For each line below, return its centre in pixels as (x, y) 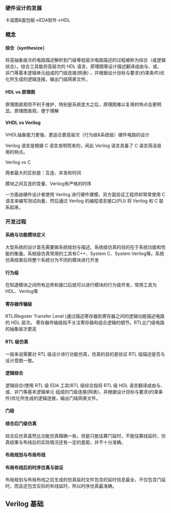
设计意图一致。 (21, 360)
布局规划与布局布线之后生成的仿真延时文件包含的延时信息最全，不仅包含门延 (85, 480)
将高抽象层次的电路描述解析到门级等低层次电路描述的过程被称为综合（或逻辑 (85, 60)
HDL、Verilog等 (22, 291)
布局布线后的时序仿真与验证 (34, 467)
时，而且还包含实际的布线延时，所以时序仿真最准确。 (61, 486)
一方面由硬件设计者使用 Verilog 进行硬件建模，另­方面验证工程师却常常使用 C (85, 194)
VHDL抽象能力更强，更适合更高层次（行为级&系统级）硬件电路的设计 (78, 134)
